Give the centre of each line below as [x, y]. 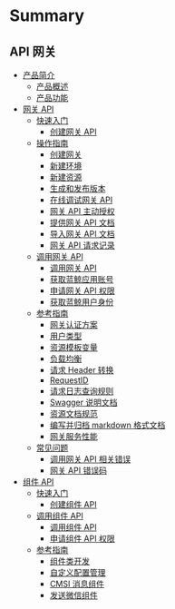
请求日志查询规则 [82, 391]
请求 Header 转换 [82, 370]
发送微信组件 [73, 595]
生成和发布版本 [78, 188]
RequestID [69, 380]
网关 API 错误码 [78, 470]
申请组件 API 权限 [82, 538]
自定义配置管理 [78, 572]
